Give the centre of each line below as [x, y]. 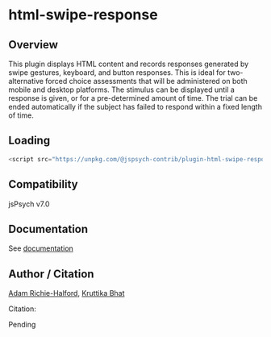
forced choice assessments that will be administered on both [146, 81]
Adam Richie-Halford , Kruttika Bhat [67, 293]
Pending [22, 325]
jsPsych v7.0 [29, 204]
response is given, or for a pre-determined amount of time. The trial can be [133, 98]
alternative [26, 81]
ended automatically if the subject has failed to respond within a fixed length [135, 107]
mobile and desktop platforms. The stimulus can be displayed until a [122, 89]
